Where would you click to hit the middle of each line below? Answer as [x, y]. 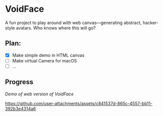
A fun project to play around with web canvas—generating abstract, [73, 23]
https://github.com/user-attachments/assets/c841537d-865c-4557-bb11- [79, 103]
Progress [19, 82]
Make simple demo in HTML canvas [48, 55]
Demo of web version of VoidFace [39, 94]
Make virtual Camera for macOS [45, 60]
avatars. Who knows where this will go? [56, 28]
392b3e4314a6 [21, 109]
